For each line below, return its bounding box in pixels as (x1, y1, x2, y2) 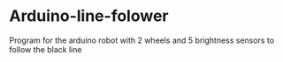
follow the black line (9, 44, 82, 54)
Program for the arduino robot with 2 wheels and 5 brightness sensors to (9, 35, 275, 45)
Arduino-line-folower (9, 6, 169, 26)
